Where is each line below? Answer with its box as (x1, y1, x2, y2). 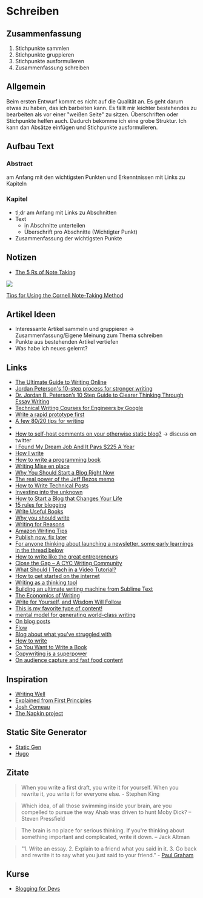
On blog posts (15, 618, 50, 625)
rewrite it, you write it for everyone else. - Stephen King (21, 790, 160, 798)
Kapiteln (6, 179, 27, 187)
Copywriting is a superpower (15, 650, 88, 658)
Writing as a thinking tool (15, 579, 78, 586)
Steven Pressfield (21, 815, 65, 822)
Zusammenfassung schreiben (15, 64, 90, 71)
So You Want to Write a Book (15, 644, 87, 651)
